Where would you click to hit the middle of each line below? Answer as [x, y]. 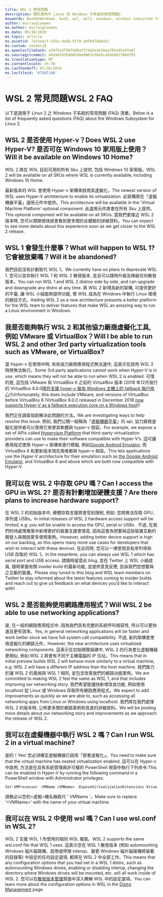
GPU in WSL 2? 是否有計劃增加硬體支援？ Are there [81, 492]
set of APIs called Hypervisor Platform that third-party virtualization [72, 433]
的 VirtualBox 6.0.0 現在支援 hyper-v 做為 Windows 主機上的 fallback [73, 389]
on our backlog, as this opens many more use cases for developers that [77, 542]
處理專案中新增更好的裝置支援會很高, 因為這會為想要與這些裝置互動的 [87, 531]
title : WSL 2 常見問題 [26, 9]
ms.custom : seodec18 [26, 46]
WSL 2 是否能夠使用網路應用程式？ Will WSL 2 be [78, 605]
